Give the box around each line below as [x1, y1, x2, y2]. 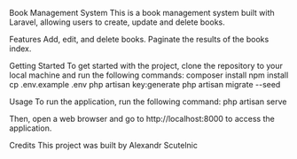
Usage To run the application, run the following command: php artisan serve [9, 96, 287, 107]
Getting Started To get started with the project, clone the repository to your [9, 61, 284, 71]
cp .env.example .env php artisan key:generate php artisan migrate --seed [9, 79, 281, 89]
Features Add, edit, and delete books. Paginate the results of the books [9, 34, 270, 44]
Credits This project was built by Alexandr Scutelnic [9, 140, 198, 150]
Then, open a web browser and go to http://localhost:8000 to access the [9, 114, 275, 124]
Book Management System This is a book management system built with [9, 8, 275, 18]
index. [9, 43, 32, 54]
